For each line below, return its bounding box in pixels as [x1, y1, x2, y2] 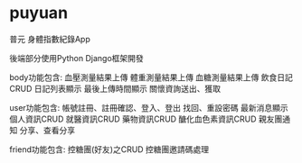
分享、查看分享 [19, 124, 75, 135]
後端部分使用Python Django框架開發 [9, 52, 145, 63]
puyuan [9, 3, 69, 23]
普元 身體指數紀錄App [9, 33, 90, 44]
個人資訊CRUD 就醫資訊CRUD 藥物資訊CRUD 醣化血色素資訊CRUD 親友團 [9, 113, 283, 124]
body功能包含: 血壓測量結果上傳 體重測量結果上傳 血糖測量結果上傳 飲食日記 [9, 71, 294, 83]
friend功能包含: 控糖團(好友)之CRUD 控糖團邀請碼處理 [9, 143, 210, 155]
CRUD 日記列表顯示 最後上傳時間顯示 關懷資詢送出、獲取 [9, 83, 222, 94]
